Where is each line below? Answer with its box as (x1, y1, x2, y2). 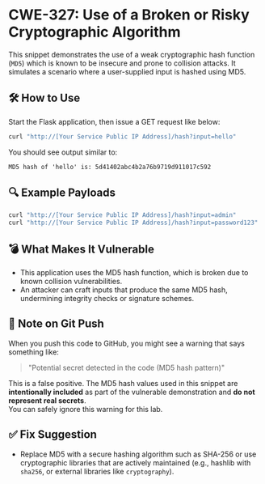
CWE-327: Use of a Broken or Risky (8, 6, 250, 24)
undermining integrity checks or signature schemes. (19, 294, 195, 303)
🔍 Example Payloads (8, 186, 116, 200)
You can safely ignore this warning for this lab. (8, 404, 163, 414)
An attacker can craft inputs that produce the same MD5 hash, (19, 285, 228, 295)
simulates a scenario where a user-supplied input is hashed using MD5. (8, 66, 246, 76)
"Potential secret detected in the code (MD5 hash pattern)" (27, 363, 225, 372)
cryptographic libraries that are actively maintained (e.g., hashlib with (19, 457, 251, 467)
